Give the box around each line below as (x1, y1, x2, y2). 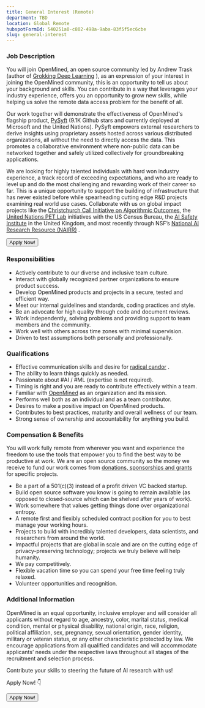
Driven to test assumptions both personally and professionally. (15, 334, 173, 341)
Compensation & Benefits (6, 430, 84, 439)
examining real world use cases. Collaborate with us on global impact (6, 200, 182, 208)
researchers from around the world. (15, 534, 105, 542)
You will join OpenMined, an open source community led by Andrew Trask (6, 66, 193, 73)
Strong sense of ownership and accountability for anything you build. (15, 415, 190, 423)
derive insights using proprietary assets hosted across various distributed (6, 130, 192, 137)
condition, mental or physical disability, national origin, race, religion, (6, 622, 179, 630)
